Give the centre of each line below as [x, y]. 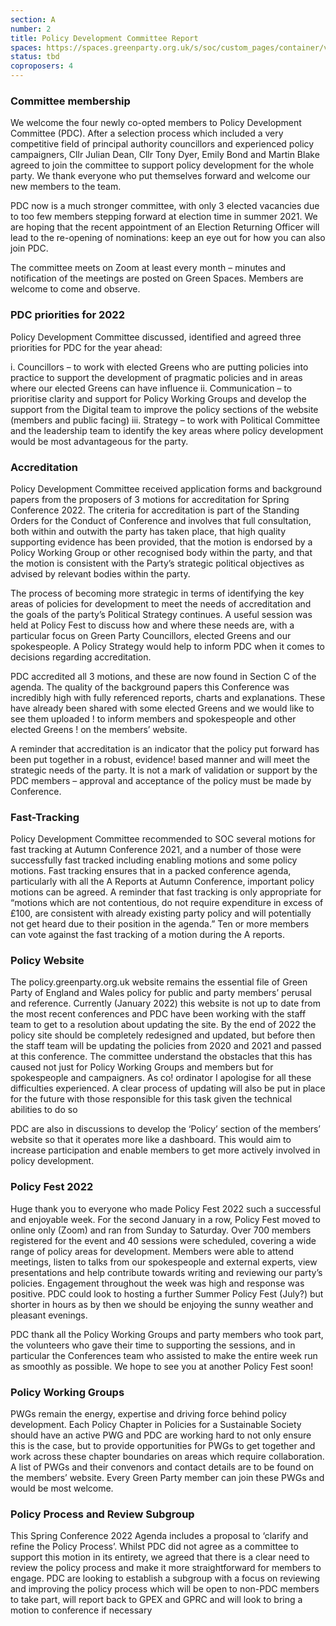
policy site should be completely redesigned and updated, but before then [163, 1035]
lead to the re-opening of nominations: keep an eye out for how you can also [168, 238]
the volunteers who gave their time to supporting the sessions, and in [153, 1345]
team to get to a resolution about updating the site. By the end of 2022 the [163, 1025]
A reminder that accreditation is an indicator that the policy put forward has [165, 748]
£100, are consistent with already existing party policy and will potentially [161, 913]
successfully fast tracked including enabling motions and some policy [154, 860]
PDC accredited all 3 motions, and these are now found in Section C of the [163, 676]
